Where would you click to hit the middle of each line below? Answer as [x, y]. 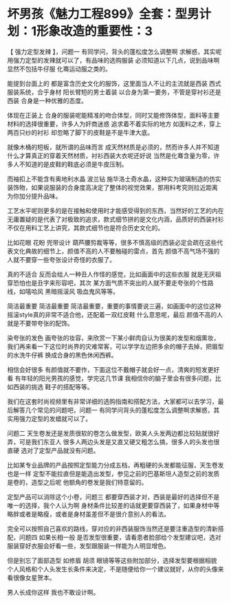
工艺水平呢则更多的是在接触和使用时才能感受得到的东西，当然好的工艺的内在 [115, 210]
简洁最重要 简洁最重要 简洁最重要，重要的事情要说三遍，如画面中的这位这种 [114, 306]
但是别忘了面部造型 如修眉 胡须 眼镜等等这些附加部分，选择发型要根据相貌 [112, 560]
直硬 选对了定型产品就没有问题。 [53, 450]
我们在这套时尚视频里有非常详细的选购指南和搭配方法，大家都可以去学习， [112, 401]
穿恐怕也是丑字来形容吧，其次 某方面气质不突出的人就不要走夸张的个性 [107, 283]
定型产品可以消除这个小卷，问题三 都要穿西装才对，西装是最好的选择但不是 [113, 496]
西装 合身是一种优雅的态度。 [47, 100]
